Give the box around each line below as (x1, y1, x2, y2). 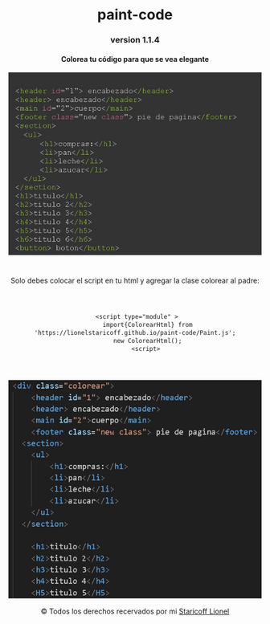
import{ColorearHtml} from (102, 321, 193, 329)
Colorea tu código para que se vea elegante (60, 54, 210, 63)
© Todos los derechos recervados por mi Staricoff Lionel (40, 606, 230, 616)
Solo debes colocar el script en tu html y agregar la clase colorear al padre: (10, 275, 260, 286)
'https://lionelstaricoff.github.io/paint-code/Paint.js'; (34, 329, 236, 337)
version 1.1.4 (109, 35, 161, 46)
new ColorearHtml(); (113, 337, 182, 345)
